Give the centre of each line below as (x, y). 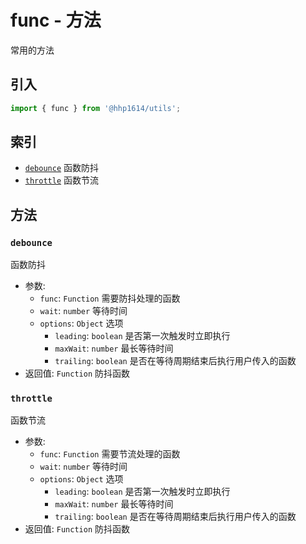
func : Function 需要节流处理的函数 (110, 454)
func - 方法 (56, 20)
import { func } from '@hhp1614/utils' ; (96, 108)
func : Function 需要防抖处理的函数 (110, 298)
